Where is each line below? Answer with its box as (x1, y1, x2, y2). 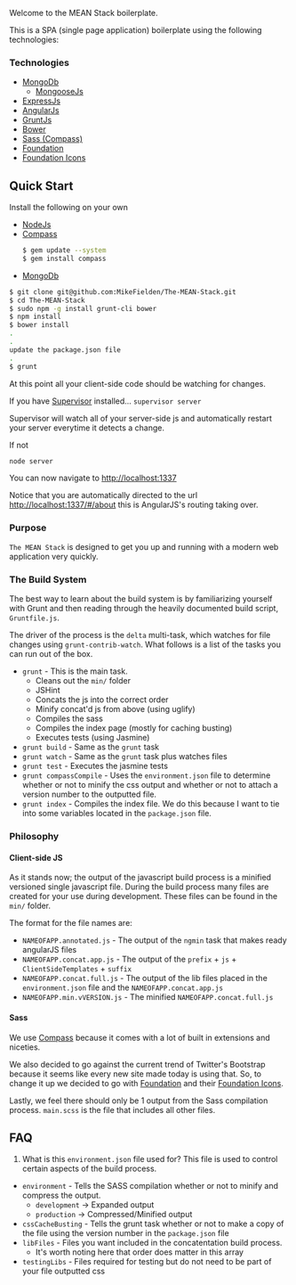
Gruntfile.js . (9, 612, 60, 623)
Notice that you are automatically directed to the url (9, 489, 198, 500)
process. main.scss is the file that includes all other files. (9, 1104, 216, 1115)
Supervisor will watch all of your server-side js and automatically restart (9, 413, 273, 423)
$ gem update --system (21, 246, 107, 255)
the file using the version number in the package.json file (21, 1228, 229, 1239)
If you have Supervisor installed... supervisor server (9, 396, 202, 406)
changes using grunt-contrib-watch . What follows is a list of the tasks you (9, 639, 282, 650)
